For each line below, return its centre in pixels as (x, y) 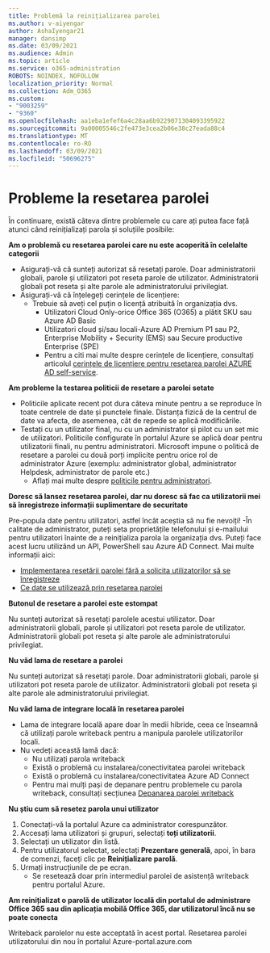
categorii (24, 254)
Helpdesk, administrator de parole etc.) (85, 472)
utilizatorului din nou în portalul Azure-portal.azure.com (100, 942)
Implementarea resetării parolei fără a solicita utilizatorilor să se (125, 571)
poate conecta (33, 917)
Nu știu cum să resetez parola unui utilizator (84, 809)
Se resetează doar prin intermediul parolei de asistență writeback (141, 876)
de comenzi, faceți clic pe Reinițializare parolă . (99, 859)
